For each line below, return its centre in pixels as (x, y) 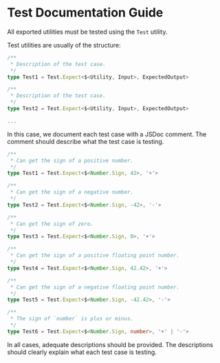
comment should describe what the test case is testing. (86, 141)
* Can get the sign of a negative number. (72, 192)
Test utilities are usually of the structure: (64, 45)
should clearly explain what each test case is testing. (82, 352)
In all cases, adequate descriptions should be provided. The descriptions (110, 344)
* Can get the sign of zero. (52, 224)
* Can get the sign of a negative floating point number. (95, 287)
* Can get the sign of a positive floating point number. (95, 256)
